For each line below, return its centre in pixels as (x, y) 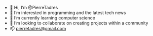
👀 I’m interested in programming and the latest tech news (68, 13)
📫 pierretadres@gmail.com (38, 28)
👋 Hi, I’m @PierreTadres (34, 8)
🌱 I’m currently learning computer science (52, 18)
